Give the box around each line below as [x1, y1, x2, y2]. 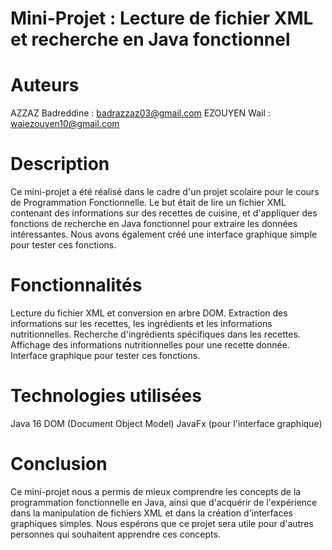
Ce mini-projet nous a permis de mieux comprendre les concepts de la [10, 485, 302, 497]
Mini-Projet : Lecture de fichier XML [10, 7, 314, 30]
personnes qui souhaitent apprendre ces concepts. [10, 528, 221, 540]
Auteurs [10, 74, 80, 97]
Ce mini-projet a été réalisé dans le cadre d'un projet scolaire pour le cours [10, 186, 320, 198]
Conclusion [10, 453, 108, 476]
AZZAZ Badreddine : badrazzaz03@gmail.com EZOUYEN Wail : [10, 107, 271, 119]
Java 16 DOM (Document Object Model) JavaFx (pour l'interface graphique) [10, 417, 323, 429]
